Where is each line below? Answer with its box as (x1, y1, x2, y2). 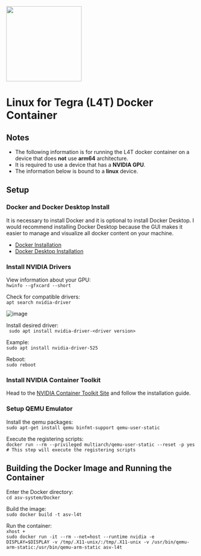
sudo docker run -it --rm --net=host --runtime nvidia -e (6, 534, 155, 540)
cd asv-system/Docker (6, 495, 61, 501)
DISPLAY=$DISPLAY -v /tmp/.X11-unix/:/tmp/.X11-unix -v (6, 539, 149, 545)
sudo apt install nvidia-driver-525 (6, 345, 98, 351)
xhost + (6, 529, 26, 535)
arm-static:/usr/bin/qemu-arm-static (6, 545, 101, 551)
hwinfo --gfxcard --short (6, 282, 71, 288)
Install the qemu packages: (6, 418, 73, 425)
